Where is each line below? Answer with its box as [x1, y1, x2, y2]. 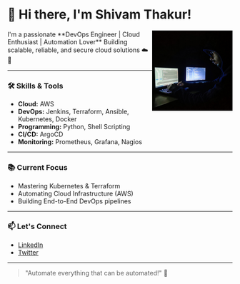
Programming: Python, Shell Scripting [17, 123, 131, 131]
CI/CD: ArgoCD [17, 130, 64, 138]
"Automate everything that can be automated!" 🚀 [24, 268, 168, 277]
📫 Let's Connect [7, 221, 67, 231]
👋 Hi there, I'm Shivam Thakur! [7, 6, 191, 23]
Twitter [17, 248, 39, 256]
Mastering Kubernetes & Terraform [17, 181, 121, 190]
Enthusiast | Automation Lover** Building [7, 37, 128, 46]
